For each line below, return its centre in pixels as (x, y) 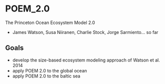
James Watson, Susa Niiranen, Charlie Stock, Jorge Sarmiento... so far (85, 32)
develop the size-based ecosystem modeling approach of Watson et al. (86, 60)
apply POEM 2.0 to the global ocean (50, 70)
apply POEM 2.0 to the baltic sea (46, 76)
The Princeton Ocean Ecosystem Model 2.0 (50, 22)
